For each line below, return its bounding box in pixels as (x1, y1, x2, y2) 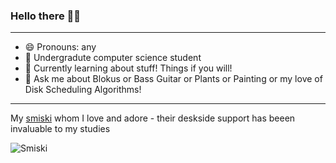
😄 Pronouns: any (24, 41, 97, 53)
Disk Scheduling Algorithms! (24, 84, 142, 96)
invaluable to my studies (10, 123, 111, 135)
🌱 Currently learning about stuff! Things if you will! (24, 62, 233, 74)
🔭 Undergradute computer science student (24, 52, 202, 64)
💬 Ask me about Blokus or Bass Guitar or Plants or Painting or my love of (24, 73, 323, 85)
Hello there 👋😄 (10, 9, 82, 23)
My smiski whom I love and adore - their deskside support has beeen (10, 112, 296, 124)
